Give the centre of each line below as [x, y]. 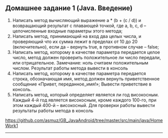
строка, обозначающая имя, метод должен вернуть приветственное [86, 78]
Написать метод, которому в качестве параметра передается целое [86, 52]
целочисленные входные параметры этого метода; [67, 31]
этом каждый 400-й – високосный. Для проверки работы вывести [83, 105]
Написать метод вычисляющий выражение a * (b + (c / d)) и [77, 20]
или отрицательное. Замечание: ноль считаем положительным [80, 62]
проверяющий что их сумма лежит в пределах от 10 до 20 [75, 41]
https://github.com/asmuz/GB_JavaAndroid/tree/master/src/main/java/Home [84, 120]
